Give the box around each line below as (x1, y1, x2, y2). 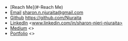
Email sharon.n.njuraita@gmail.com (10, 9, 84, 15)
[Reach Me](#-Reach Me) (10, 4, 63, 10)
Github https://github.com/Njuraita (10, 15, 82, 20)
